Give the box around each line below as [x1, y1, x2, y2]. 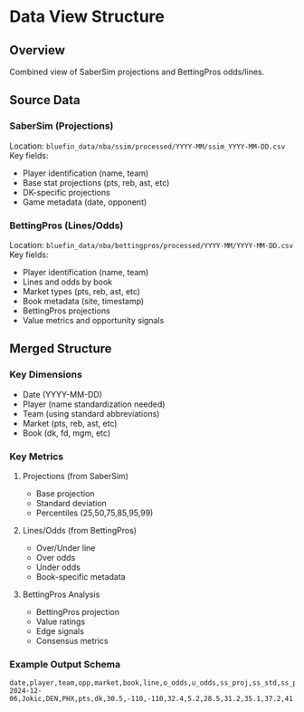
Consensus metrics [35, 635, 109, 646]
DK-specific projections [22, 187, 110, 197]
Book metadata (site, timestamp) [22, 295, 145, 306]
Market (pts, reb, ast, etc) [22, 418, 118, 428]
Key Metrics [9, 450, 64, 463]
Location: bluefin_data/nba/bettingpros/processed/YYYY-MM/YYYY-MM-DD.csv [9, 239, 294, 250]
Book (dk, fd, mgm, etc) [22, 428, 111, 438]
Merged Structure [9, 342, 112, 357]
